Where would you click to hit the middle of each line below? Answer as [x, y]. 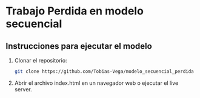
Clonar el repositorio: [41, 60]
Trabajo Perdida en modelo [75, 11]
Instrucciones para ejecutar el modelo [79, 46]
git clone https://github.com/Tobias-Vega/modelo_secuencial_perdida [104, 72]
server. [23, 89]
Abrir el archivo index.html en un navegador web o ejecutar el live [96, 83]
